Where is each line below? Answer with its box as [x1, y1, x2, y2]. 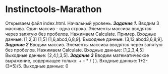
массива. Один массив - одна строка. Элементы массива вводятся [5, 25, 152, 31]
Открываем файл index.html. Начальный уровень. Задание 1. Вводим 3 [5, 20, 159, 26]
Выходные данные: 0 [23, 63, 69, 69]
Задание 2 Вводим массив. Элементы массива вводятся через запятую [5, 41, 163, 47]
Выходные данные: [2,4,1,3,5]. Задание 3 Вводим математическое [5, 52, 149, 58]
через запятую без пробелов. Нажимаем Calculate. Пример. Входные [5, 31, 156, 37]
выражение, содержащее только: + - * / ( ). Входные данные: [5, 57, 138, 63]
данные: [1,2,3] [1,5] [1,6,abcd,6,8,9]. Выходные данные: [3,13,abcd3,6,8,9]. [5, 36, 163, 42]
